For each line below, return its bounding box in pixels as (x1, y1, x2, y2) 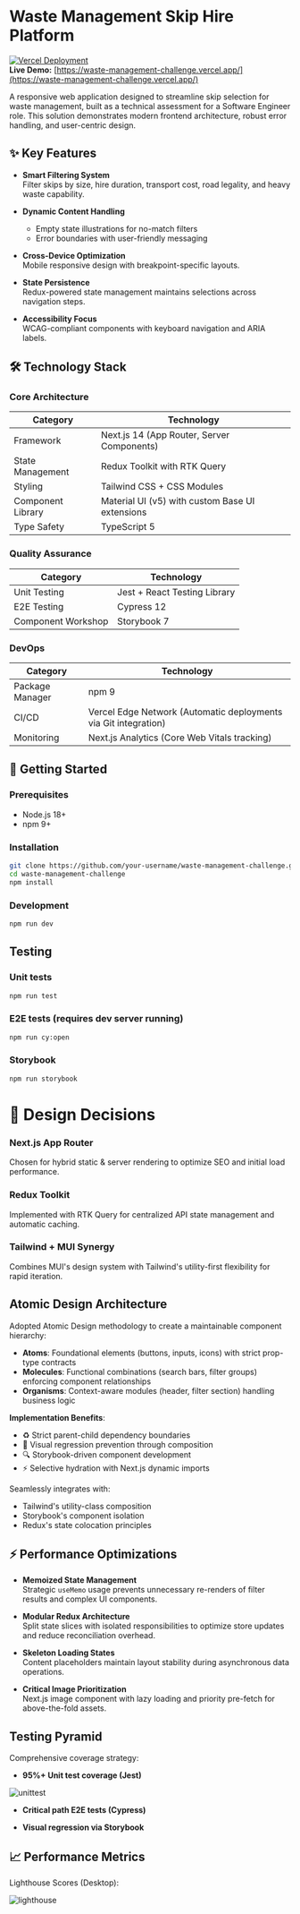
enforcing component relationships (21, 1376, 152, 1387)
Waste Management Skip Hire (9, 6, 234, 27)
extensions (101, 506, 147, 518)
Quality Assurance (9, 548, 92, 560)
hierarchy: (9, 1329, 46, 1340)
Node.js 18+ (21, 808, 67, 820)
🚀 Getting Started (9, 762, 108, 777)
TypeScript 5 (101, 521, 155, 534)
